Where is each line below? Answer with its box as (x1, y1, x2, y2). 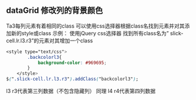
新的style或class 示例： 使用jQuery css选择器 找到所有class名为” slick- (11, 29, 184, 36)
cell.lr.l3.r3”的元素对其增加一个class (6, 37, 93, 44)
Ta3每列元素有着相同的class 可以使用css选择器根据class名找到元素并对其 (6, 22, 185, 29)
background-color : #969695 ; (37, 59, 107, 66)
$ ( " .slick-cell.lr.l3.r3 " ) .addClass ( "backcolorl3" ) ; (6, 76, 139, 82)
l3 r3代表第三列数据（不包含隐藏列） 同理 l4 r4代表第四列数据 (6, 88, 156, 95)
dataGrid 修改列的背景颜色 (6, 5, 103, 16)
